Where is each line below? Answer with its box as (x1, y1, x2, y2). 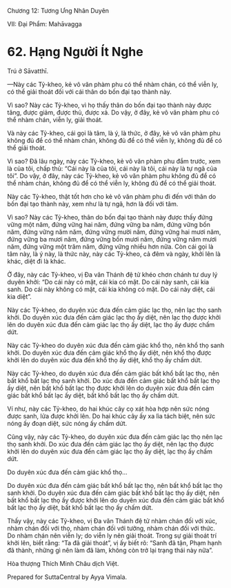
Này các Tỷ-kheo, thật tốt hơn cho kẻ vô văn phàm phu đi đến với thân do (7, 192, 217, 200)
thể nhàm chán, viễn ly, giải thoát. (7, 115, 103, 124)
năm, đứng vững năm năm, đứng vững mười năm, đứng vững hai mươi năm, (7, 228, 221, 236)
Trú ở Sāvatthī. (7, 66, 49, 75)
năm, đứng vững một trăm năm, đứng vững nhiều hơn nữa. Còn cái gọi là (7, 242, 214, 251)
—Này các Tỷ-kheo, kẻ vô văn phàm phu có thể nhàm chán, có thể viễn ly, (7, 80, 219, 88)
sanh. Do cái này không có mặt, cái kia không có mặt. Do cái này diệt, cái (7, 285, 215, 293)
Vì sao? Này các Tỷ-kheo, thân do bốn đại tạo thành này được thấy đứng (7, 213, 213, 221)
